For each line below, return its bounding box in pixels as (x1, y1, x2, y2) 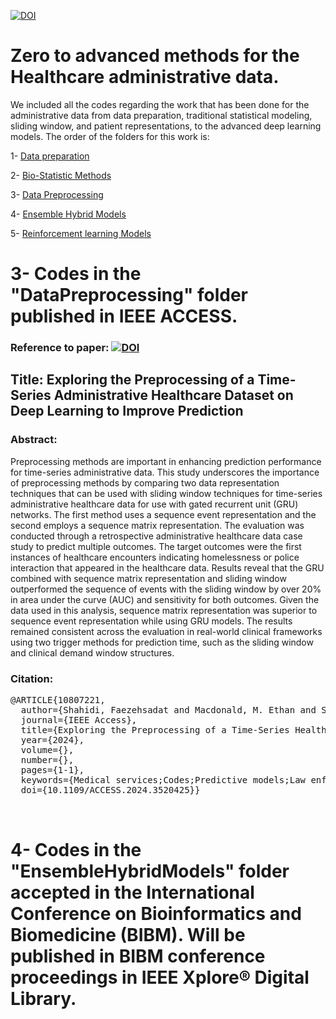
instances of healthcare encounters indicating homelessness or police (10, 551, 300, 563)
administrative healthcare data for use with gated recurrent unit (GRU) (10, 498, 299, 510)
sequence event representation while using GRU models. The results (10, 615, 293, 627)
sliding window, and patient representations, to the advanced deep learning (10, 120, 322, 132)
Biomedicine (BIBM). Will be (10, 924, 246, 947)
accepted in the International (10, 881, 255, 904)
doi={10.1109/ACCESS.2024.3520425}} (20, 785, 201, 796)
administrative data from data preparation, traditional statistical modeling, (10, 109, 313, 121)
